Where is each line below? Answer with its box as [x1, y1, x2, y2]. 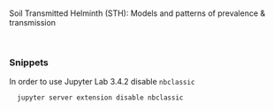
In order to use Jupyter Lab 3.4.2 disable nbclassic [9, 77, 195, 87]
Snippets [9, 56, 49, 69]
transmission [9, 18, 56, 27]
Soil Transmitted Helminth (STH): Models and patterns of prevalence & [9, 8, 266, 18]
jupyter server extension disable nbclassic [17, 93, 184, 102]
